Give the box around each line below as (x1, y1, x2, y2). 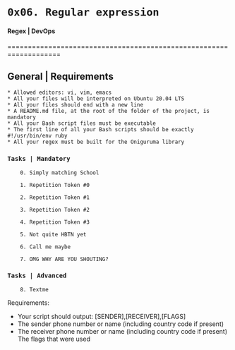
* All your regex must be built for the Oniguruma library (7, 138, 185, 146)
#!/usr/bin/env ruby (7, 133, 68, 140)
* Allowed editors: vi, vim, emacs (7, 89, 112, 97)
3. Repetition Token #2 (20, 206, 90, 213)
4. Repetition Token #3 (20, 218, 90, 226)
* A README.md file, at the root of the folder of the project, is (7, 108, 210, 115)
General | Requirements (7, 70, 114, 83)
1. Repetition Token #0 (20, 181, 90, 188)
